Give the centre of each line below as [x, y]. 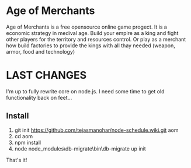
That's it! [17, 160]
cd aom [24, 136]
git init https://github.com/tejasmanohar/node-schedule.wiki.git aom [96, 130]
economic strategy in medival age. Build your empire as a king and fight [92, 33]
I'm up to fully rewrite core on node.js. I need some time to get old [85, 91]
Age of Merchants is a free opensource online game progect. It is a [87, 27]
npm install [28, 142]
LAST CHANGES [46, 76]
